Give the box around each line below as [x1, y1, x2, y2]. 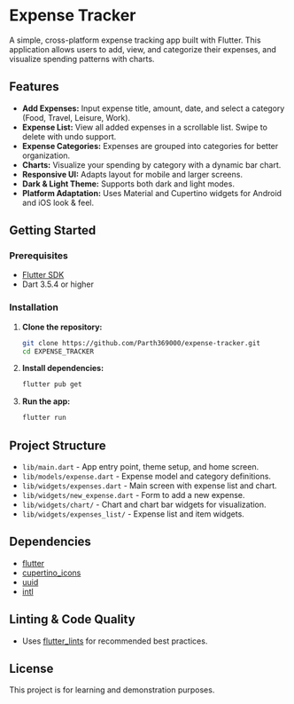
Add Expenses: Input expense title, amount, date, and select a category [21, 103, 285, 114]
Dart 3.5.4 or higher [21, 279, 95, 289]
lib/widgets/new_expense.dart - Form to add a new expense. [21, 490, 245, 501]
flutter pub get [21, 380, 82, 389]
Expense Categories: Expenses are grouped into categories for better [21, 140, 279, 151]
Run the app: [21, 396, 71, 407]
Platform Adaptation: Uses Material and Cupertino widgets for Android [21, 187, 282, 198]
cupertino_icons [21, 567, 81, 578]
